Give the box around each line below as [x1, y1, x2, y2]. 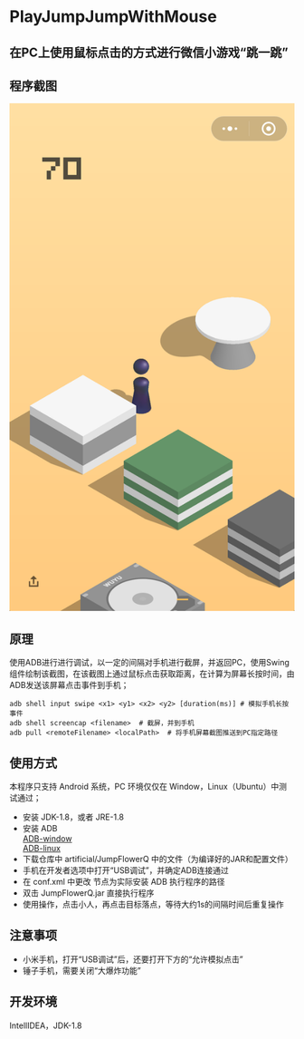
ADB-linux [22, 843, 62, 854]
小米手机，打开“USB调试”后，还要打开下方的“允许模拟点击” [22, 954, 244, 965]
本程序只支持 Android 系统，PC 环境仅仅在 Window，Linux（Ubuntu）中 [9, 782, 280, 792]
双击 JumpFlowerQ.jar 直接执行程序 [22, 888, 155, 898]
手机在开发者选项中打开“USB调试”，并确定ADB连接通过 [22, 865, 229, 876]
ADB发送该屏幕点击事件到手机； [9, 680, 129, 691]
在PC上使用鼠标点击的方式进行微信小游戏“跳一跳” [9, 44, 289, 60]
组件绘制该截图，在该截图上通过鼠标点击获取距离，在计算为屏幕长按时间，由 [9, 668, 295, 679]
